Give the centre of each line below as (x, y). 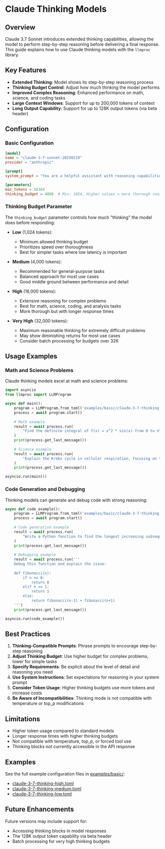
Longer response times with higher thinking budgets (65, 736)
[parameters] (18, 185)
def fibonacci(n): (33, 573)
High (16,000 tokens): (34, 291)
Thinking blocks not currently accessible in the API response (73, 747)
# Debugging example (35, 555)
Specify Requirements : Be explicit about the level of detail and (76, 667)
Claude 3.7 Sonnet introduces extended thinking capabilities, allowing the (79, 39)
